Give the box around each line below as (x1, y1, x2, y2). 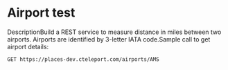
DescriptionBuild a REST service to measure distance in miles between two (7, 28, 222, 36)
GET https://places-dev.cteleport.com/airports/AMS (7, 55, 159, 63)
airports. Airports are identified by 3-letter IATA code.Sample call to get (7, 35, 211, 43)
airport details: (7, 42, 49, 51)
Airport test (7, 5, 76, 21)
